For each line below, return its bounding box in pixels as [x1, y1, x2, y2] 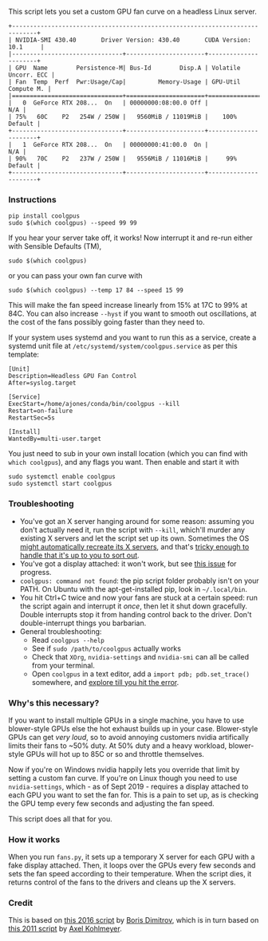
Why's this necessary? [8, 697, 100, 708]
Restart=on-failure [8, 407, 73, 415]
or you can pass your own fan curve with [8, 271, 143, 281]
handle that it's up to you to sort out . [19, 550, 140, 560]
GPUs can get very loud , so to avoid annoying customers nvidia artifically [8, 732, 250, 742]
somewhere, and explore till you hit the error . [31, 677, 179, 687]
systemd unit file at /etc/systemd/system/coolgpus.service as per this [8, 341, 238, 351]
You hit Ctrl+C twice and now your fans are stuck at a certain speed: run [19, 593, 258, 602]
